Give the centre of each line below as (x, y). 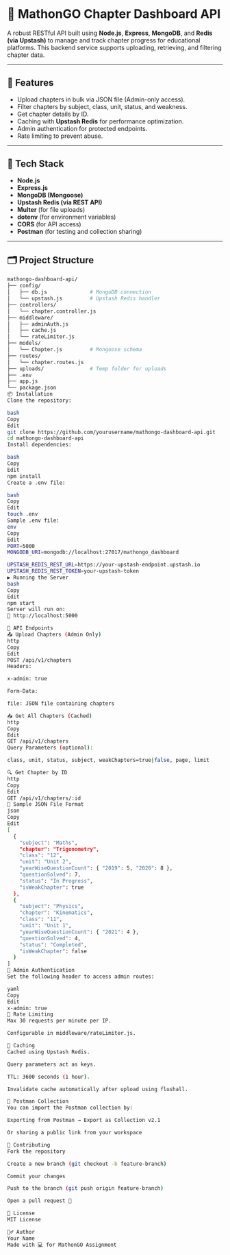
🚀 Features (30, 83)
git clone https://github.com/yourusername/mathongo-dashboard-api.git (111, 432)
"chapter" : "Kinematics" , (56, 913)
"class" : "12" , (41, 856)
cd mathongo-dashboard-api (46, 438)
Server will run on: (37, 610)
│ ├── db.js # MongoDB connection (79, 292)
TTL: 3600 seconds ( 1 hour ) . (49, 1077)
